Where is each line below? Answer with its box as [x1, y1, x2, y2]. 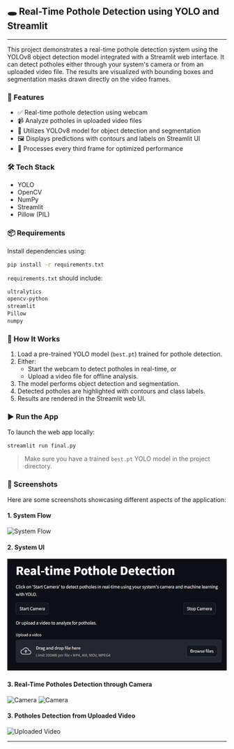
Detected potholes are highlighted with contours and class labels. [17, 387, 205, 396]
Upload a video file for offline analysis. [27, 372, 139, 380]
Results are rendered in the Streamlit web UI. [17, 394, 146, 403]
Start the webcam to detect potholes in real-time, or [27, 365, 177, 373]
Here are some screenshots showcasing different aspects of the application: [7, 495, 226, 504]
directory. [24, 462, 52, 470]
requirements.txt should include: [7, 274, 103, 282]
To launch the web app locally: [7, 428, 95, 436]
